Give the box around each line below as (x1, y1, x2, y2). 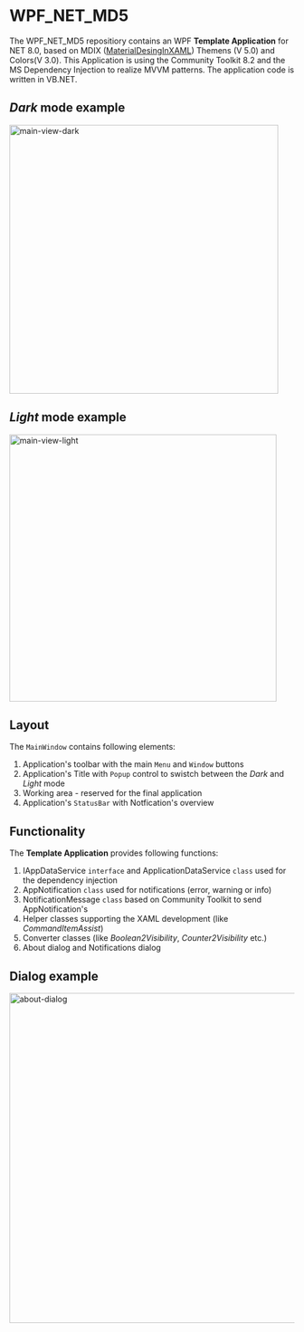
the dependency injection (22, 875, 118, 886)
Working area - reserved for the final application (22, 788, 203, 799)
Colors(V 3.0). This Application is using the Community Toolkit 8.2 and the (9, 54, 286, 65)
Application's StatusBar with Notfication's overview (22, 798, 214, 809)
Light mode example (9, 409, 127, 426)
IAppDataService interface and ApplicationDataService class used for (22, 866, 287, 877)
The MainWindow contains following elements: (9, 742, 176, 752)
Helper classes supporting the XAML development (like (22, 914, 229, 925)
